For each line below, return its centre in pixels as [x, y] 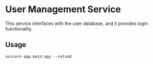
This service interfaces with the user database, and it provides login [76, 23]
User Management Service [63, 9]
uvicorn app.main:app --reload [39, 56]
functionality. [19, 28]
